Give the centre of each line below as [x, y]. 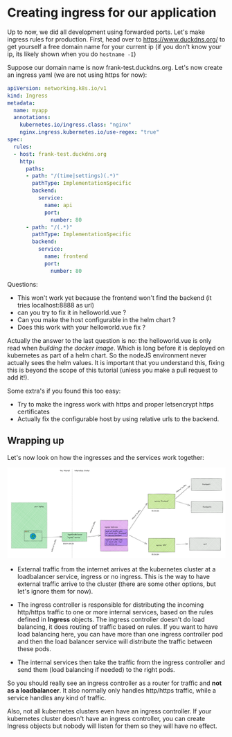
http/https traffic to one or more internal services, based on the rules [115, 612]
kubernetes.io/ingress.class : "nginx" [75, 125]
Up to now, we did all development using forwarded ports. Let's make [106, 32]
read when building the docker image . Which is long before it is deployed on [116, 348]
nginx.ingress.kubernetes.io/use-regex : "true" [89, 132]
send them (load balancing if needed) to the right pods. [96, 670]
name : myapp [31, 110]
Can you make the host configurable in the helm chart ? [96, 319]
